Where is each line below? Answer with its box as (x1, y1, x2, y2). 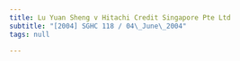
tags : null (9, 30, 50, 39)
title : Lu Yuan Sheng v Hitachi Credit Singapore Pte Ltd (9, 13, 231, 22)
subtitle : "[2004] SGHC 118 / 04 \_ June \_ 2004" (9, 22, 187, 30)
